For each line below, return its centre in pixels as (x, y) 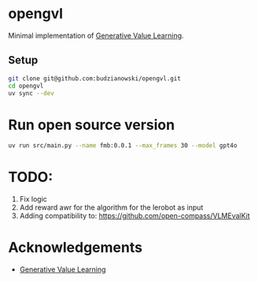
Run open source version (92, 125)
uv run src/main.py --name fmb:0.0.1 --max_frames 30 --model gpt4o (123, 146)
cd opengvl (26, 86)
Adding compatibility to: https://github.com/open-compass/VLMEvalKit (135, 216)
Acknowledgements (76, 248)
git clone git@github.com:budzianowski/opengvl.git (94, 78)
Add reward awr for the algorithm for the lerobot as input (111, 208)
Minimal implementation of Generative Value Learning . (96, 35)
